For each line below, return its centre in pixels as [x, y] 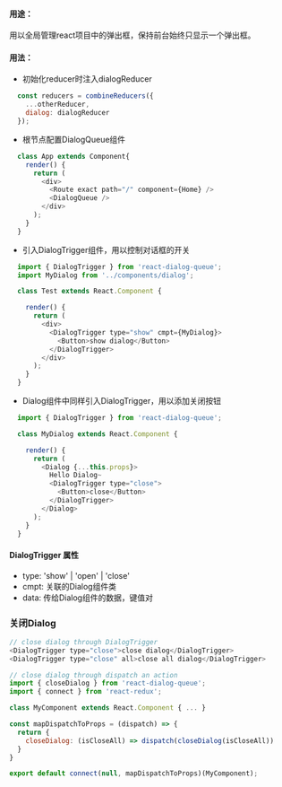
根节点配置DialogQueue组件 [74, 139]
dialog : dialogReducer [68, 113]
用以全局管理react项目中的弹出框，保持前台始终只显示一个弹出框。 [132, 35]
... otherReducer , [58, 105]
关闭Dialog [33, 623]
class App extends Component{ [73, 156]
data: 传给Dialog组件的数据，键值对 [88, 598]
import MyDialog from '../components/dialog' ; [106, 275]
